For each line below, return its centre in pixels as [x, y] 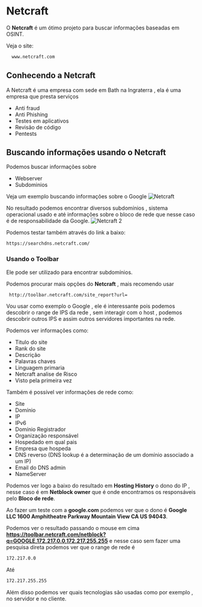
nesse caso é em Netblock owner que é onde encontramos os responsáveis [101, 492]
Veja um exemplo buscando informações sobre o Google [77, 197]
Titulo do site [31, 342]
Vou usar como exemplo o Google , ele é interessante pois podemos [91, 306]
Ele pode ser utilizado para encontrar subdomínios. [69, 272]
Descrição [28, 355]
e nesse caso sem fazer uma [145, 541]
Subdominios [31, 185]
